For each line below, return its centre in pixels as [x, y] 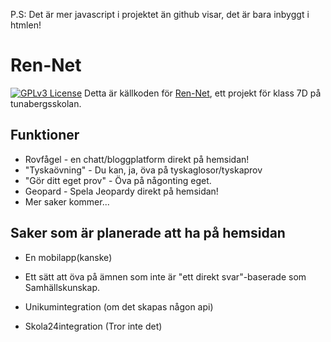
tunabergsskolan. [46, 103]
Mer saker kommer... [67, 201]
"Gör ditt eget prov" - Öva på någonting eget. [118, 180]
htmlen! [26, 25]
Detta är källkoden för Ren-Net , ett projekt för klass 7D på [203, 93]
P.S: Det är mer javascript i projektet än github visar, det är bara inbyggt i [160, 14]
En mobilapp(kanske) [68, 257]
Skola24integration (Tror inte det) [93, 326]
